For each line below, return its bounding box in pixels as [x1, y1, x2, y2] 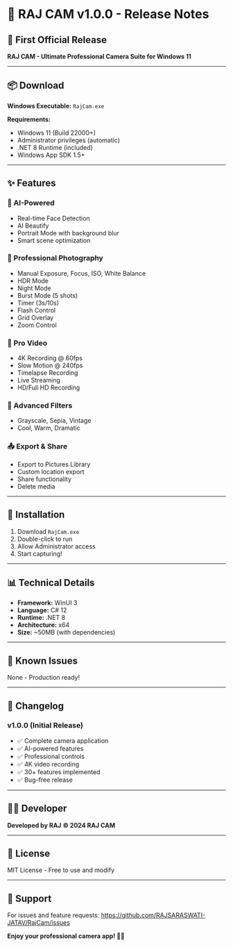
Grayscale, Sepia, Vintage [17, 417, 92, 425]
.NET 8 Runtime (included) [17, 143, 94, 151]
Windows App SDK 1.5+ [17, 151, 85, 159]
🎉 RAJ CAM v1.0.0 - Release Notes [7, 6, 209, 22]
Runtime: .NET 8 [17, 614, 66, 622]
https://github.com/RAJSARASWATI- [101, 911, 206, 919]
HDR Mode [17, 276, 49, 285]
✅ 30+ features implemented [17, 767, 101, 776]
